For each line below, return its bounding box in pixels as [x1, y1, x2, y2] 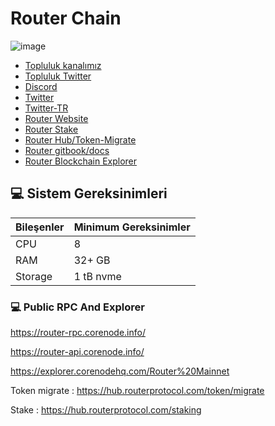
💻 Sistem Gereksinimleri [10, 185, 168, 202]
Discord [24, 80, 58, 92]
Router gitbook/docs [24, 144, 110, 156]
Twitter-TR [24, 102, 69, 114]
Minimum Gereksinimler [73, 220, 191, 234]
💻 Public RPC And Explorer [10, 300, 145, 314]
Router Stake [24, 123, 79, 135]
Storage [15, 269, 53, 283]
